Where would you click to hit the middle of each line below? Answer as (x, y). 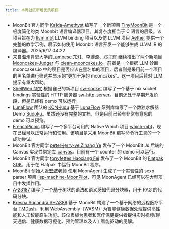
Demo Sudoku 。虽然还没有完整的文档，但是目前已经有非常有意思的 (82, 113)
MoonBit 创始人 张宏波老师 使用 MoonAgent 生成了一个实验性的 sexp (83, 171)
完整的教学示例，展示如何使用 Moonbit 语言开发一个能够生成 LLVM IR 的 (87, 44)
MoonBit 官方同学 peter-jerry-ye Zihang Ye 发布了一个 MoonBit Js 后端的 (88, 145)
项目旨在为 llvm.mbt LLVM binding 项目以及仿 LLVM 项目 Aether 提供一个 (88, 37)
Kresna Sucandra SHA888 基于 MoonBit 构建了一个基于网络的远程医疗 (86, 202)
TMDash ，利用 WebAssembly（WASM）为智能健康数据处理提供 (85, 209)
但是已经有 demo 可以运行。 (51, 101)
